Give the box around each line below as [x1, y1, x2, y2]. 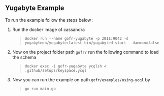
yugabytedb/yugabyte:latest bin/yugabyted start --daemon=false [24, 40, 160, 45]
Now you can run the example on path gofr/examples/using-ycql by [12, 76, 150, 83]
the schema [12, 54, 36, 60]
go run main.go [24, 86, 56, 91]
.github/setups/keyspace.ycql [24, 68, 87, 73]
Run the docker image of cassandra [12, 27, 85, 32]
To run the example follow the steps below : [5, 17, 94, 23]
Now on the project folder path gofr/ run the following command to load [12, 49, 159, 55]
